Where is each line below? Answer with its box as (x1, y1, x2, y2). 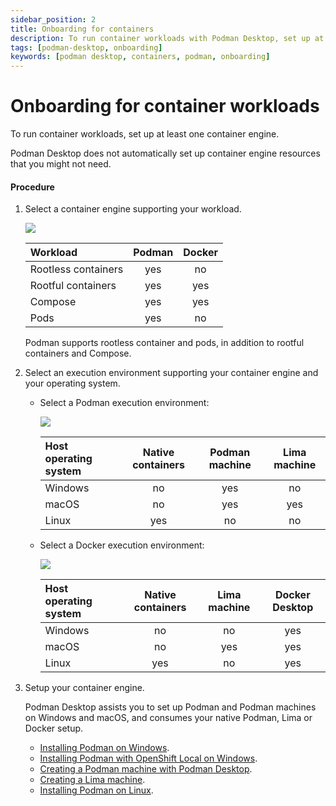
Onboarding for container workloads (10, 95, 320, 118)
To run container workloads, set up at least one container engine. (10, 128, 280, 140)
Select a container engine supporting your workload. (24, 203, 242, 215)
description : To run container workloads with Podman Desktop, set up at (10, 33, 325, 43)
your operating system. (24, 377, 121, 390)
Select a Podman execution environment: (39, 397, 210, 409)
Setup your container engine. (24, 682, 145, 694)
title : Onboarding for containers (10, 24, 155, 34)
